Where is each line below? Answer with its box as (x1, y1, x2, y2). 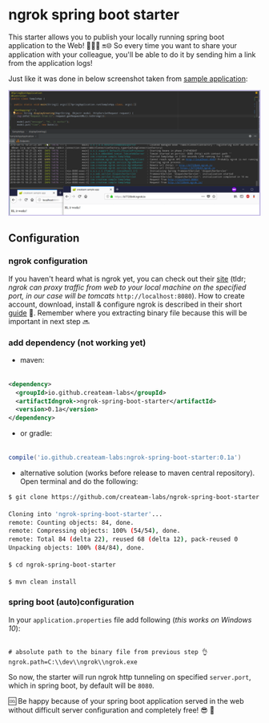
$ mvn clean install (8, 578, 78, 586)
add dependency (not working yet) (8, 337, 147, 348)
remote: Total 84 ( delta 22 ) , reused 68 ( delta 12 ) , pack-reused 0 (8, 535, 239, 543)
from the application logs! (8, 58, 93, 67)
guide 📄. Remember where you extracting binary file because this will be (8, 307, 248, 318)
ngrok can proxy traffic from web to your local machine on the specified (8, 282, 247, 292)
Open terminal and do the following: (19, 476, 139, 486)
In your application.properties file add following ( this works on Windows (8, 615, 252, 624)
